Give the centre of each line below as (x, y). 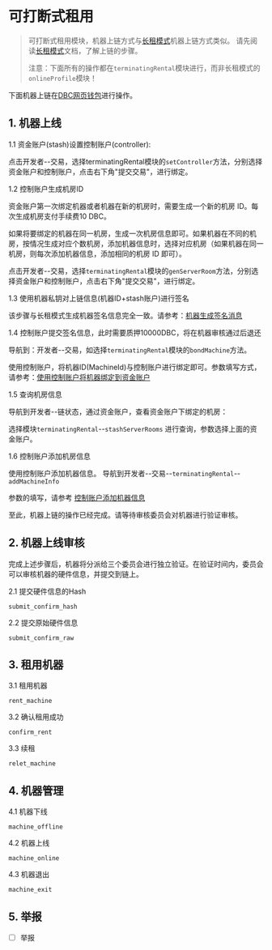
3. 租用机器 (36, 665)
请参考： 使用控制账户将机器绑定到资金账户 (79, 377)
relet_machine (32, 764)
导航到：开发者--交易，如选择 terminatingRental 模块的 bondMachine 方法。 (130, 350)
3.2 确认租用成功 (36, 717)
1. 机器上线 (35, 124)
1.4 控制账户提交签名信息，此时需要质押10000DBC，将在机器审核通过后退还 (135, 332)
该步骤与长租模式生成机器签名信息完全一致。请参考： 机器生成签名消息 (125, 315)
